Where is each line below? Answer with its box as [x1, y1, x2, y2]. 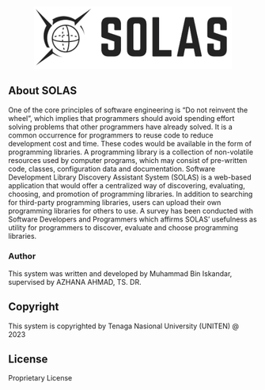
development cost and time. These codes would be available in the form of [8, 138, 252, 148]
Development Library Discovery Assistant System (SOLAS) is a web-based [8, 172, 252, 182]
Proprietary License [8, 373, 73, 383]
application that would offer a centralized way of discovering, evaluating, [8, 180, 245, 190]
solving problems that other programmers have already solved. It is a [8, 122, 233, 131]
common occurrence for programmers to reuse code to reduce [8, 130, 214, 140]
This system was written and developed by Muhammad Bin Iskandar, [8, 268, 233, 278]
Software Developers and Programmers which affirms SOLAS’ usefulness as [8, 214, 257, 224]
